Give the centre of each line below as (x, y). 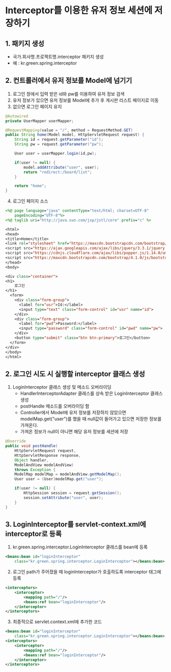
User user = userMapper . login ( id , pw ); (55, 154)
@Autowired (17, 116)
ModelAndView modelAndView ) (44, 465)
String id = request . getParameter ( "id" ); (59, 140)
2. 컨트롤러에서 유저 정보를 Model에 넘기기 (69, 81)
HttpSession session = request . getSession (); (73, 493)
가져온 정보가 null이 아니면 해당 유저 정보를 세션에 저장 (74, 432)
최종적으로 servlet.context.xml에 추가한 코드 (57, 622)
